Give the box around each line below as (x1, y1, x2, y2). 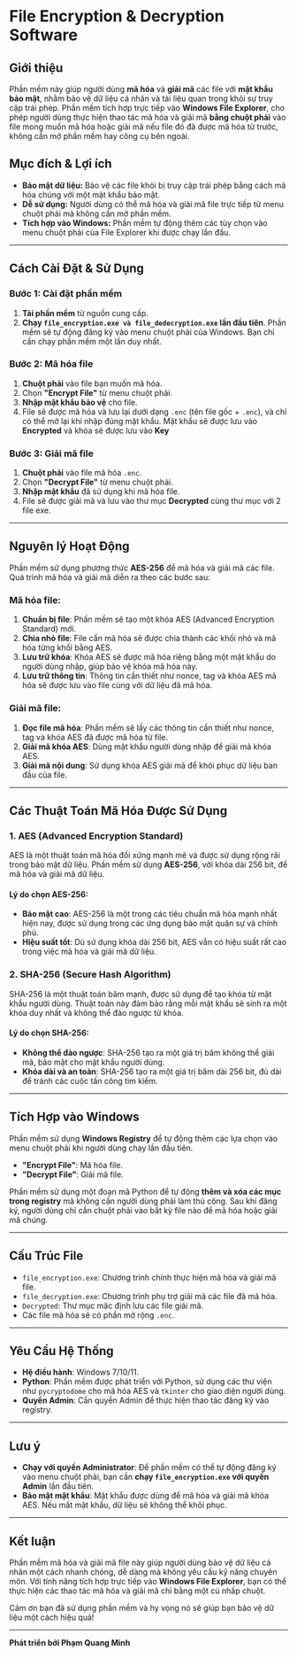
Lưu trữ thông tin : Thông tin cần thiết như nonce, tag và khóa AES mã (21, 670, 277, 681)
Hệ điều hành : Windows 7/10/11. (21, 1367, 140, 1378)
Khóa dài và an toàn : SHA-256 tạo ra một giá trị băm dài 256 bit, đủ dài (21, 1065, 282, 1077)
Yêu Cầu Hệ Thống (9, 1343, 114, 1359)
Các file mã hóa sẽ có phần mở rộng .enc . (21, 1309, 175, 1320)
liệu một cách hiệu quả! (9, 1612, 95, 1622)
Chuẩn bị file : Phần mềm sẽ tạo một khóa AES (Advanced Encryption (21, 614, 275, 625)
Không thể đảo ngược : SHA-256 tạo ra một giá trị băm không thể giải (21, 1047, 275, 1057)
